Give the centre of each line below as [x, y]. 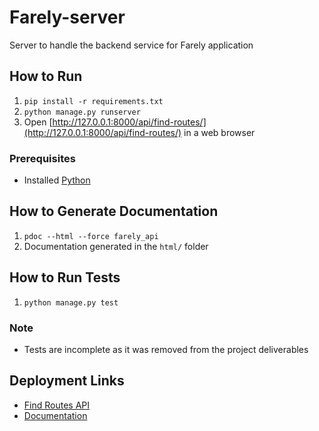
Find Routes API [57, 405]
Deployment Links [67, 381]
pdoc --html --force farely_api [91, 236]
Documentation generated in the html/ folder [116, 246]
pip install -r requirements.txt [93, 101]
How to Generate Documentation [114, 211]
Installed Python [57, 180]
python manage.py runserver [82, 112]
